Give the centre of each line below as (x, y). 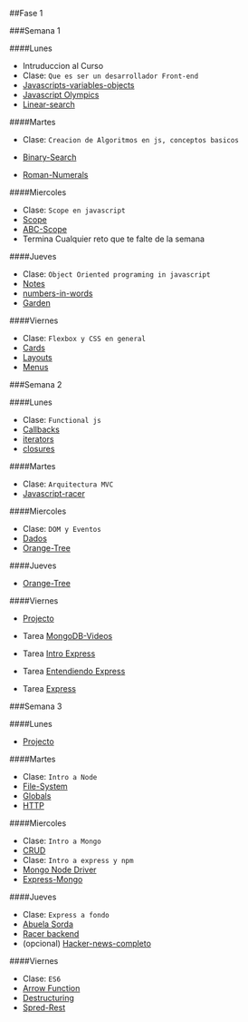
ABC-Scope (45, 229)
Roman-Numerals (55, 175)
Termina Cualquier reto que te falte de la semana (114, 239)
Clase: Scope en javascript (74, 210)
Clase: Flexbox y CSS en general (84, 338)
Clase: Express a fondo (66, 914)
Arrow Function (51, 988)
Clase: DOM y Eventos (62, 529)
